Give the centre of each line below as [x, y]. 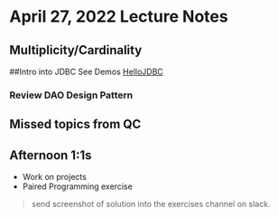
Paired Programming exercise [77, 186]
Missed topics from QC [75, 124]
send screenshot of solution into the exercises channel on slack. [151, 204]
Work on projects [55, 177]
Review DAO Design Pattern [71, 95]
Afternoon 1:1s [51, 155]
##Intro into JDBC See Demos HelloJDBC [87, 71]
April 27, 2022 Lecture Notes [119, 17]
